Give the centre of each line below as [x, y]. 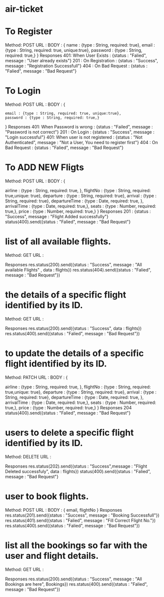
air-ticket [24, 9]
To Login [23, 91]
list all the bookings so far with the [76, 545]
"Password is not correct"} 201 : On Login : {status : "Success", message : [80, 132]
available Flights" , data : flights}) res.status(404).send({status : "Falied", [78, 270]
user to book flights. [47, 496]
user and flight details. [52, 556]
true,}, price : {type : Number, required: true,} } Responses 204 [69, 407]
